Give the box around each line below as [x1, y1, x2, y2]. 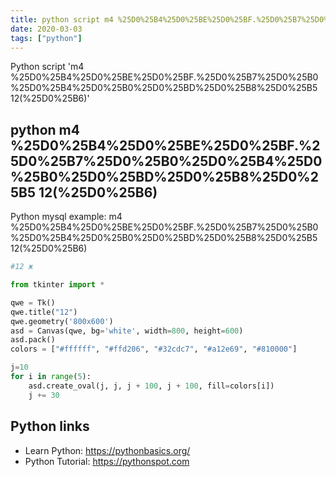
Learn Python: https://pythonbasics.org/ [24, 444, 191, 456]
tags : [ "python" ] [10, 33, 83, 43]
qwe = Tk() [10, 297, 56, 308]
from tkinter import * [10, 280, 105, 290]
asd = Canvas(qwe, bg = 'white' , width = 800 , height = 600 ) [10, 326, 244, 336]
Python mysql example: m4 [10, 211, 123, 223]
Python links [10, 418, 90, 435]
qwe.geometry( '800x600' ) [10, 316, 114, 326]
